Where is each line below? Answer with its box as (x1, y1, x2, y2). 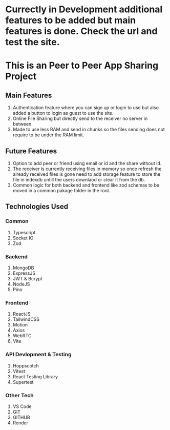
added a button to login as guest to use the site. (12, 110, 114, 116)
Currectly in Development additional (5, 4, 163, 15)
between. (12, 121, 33, 127)
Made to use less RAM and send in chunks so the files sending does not (12, 127, 165, 133)
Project (5, 71, 37, 83)
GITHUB (12, 414, 31, 420)
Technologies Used (5, 202, 68, 211)
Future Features (5, 147, 57, 155)
